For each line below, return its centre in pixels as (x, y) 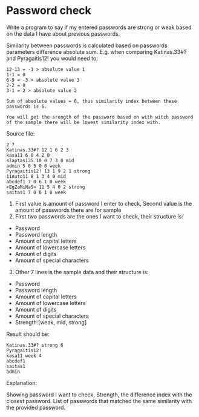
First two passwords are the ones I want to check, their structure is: (99, 216)
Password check (49, 11)
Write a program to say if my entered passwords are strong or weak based (99, 27)
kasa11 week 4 (24, 356)
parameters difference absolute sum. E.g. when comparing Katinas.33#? (96, 51)
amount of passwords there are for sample (68, 210)
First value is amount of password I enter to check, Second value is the (103, 203)
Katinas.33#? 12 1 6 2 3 (38, 150)
